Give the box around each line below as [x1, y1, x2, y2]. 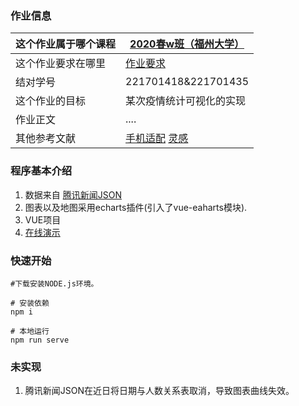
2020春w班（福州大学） [129, 37, 245, 51]
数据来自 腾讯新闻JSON [24, 188, 122, 201]
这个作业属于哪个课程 [15, 37, 117, 51]
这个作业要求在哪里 [15, 57, 107, 71]
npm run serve [10, 335, 70, 345]
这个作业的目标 [15, 94, 87, 108]
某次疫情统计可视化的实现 [125, 94, 247, 108]
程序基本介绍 [10, 164, 73, 178]
